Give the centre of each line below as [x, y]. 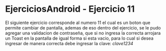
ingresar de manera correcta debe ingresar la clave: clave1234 [69, 43]
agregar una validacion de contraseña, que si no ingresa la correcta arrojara [83, 33]
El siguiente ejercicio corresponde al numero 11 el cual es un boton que [78, 23]
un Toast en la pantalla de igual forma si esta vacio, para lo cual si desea [80, 38]
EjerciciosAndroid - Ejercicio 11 [70, 9]
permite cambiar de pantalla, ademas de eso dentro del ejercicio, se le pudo [83, 27]
